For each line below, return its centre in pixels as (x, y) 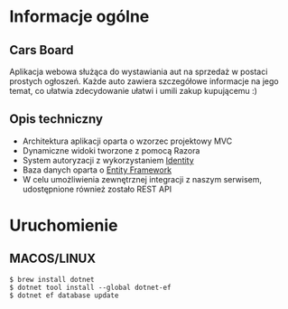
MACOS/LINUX (53, 259)
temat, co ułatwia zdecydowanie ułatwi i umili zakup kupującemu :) (133, 91)
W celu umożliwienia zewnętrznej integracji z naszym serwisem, (142, 179)
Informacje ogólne (79, 17)
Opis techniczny (56, 119)
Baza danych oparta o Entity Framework (97, 170)
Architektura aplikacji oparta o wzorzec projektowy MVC (127, 141)
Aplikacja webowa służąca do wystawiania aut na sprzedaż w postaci (139, 71)
